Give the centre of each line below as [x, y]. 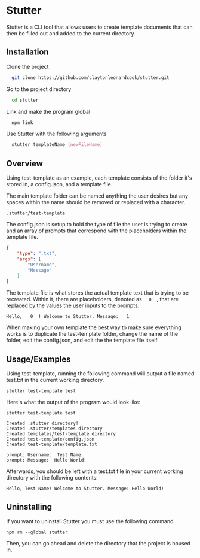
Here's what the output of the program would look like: [73, 402]
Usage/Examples [39, 359]
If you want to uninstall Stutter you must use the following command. [90, 521]
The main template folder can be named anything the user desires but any [97, 196]
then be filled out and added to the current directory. [71, 33]
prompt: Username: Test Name [44, 455]
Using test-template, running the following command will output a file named [100, 374]
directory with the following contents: [52, 477]
